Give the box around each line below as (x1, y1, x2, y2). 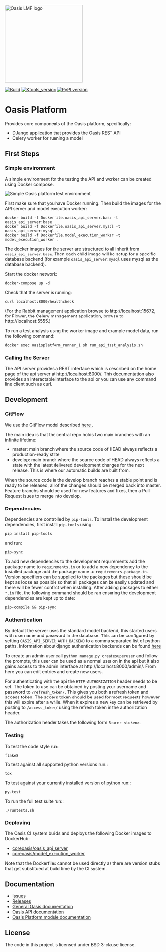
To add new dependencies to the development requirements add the (5, 558, 145, 564)
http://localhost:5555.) (5, 318, 51, 324)
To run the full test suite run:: (5, 798, 64, 804)
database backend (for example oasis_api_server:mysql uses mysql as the (5, 256, 159, 262)
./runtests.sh (5, 808, 35, 813)
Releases (12, 898, 31, 904)
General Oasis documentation (12, 903, 73, 909)
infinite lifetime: (5, 437, 37, 443)
